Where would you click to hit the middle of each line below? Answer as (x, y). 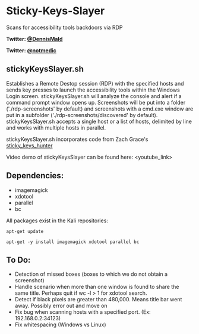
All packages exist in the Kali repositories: (57, 220)
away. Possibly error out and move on (61, 306)
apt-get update (25, 231)
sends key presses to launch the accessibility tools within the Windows (93, 90)
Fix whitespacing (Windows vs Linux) (60, 324)
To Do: (18, 260)
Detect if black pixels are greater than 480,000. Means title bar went (98, 300)
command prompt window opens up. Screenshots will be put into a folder (96, 102)
